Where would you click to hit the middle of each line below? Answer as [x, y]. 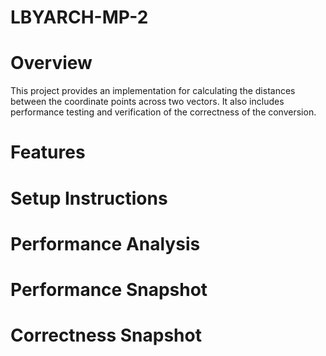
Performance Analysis [105, 243]
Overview [51, 63]
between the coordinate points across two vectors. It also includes [147, 102]
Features [48, 152]
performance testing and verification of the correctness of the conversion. [163, 112]
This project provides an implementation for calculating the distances [153, 91]
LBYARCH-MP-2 [79, 17]
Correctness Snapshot [106, 335]
